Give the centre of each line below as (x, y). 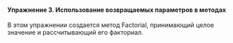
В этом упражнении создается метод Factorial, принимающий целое (111, 25)
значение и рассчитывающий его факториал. (75, 33)
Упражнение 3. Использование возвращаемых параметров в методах (117, 10)
